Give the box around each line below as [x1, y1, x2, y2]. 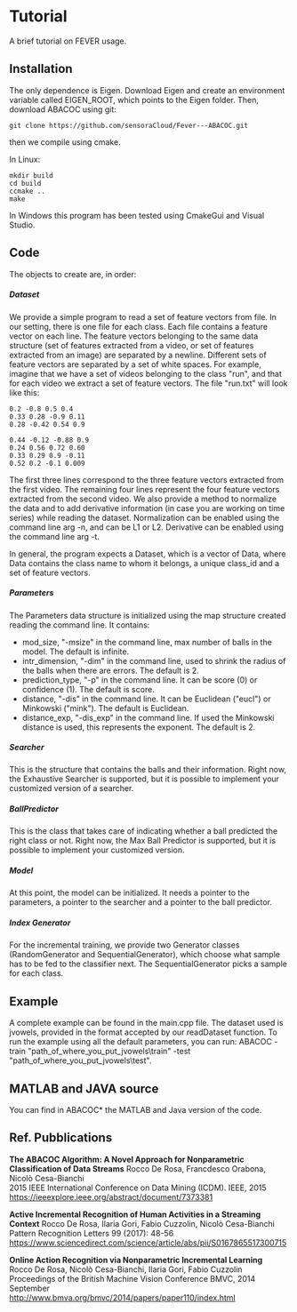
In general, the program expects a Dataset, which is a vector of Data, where [9, 548, 286, 559]
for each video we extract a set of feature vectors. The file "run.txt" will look [9, 378, 288, 388]
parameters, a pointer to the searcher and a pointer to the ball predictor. [9, 897, 273, 908]
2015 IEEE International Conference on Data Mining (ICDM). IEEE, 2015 [9, 1182, 267, 1193]
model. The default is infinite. [21, 646, 130, 657]
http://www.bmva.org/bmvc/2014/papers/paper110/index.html [9, 1292, 236, 1303]
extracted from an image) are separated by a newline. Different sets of [9, 349, 267, 360]
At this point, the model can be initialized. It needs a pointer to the [9, 887, 251, 899]
